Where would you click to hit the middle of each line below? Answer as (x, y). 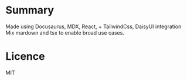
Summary (30, 10)
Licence (25, 57)
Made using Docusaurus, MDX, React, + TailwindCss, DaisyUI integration (93, 26)
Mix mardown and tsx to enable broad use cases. (65, 32)
